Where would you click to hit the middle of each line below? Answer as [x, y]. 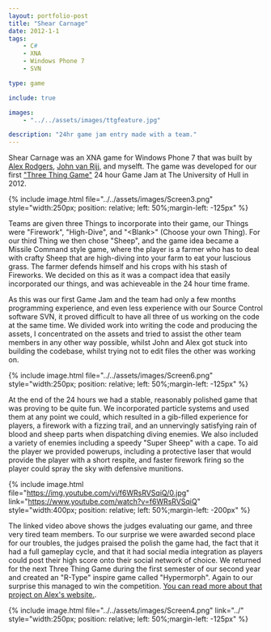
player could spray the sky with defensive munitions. [96, 469]
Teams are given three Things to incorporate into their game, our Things [129, 224]
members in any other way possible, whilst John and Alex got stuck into [128, 343]
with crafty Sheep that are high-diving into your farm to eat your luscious [130, 258]
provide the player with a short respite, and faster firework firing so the [126, 460]
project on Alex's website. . [53, 595]
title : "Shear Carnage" [49, 23]
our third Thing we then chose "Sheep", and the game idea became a [124, 241]
